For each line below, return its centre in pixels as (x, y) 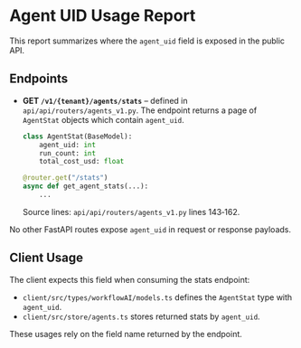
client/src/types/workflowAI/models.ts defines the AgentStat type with (157, 297)
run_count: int (68, 153)
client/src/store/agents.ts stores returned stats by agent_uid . (141, 316)
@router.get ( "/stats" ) (65, 178)
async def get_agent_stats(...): (85, 186)
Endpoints (39, 79)
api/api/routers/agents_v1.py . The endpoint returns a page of (140, 110)
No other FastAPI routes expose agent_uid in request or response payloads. (150, 229)
